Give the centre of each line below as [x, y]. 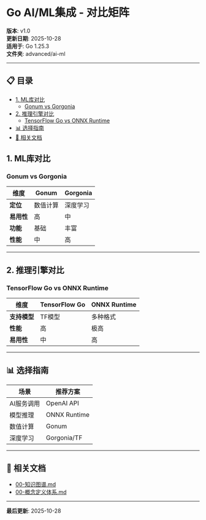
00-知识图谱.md [36, 484]
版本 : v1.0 [18, 31]
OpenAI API [63, 403]
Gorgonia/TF [64, 438]
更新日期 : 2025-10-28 [34, 38]
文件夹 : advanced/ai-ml [36, 53]
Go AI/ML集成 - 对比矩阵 [68, 13]
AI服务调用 [25, 403]
